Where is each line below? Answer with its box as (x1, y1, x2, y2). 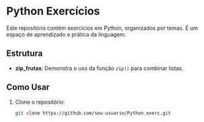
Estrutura (6, 49, 43, 59)
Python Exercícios (6, 4, 100, 18)
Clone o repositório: (15, 98, 65, 106)
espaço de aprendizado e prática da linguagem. (6, 30, 127, 38)
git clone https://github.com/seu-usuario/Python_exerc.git (15, 110, 171, 116)
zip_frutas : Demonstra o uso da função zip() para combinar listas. (15, 64, 184, 72)
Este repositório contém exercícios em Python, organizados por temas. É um (6, 24, 199, 32)
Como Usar (6, 82, 50, 92)
